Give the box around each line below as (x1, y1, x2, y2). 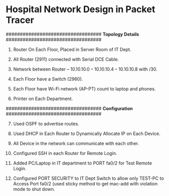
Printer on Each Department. (13, 95, 73, 102)
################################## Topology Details (6, 31, 139, 37)
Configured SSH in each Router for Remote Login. (13, 150, 117, 156)
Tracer (6, 14, 35, 26)
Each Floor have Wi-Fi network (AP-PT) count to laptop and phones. (13, 85, 156, 92)
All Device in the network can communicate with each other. (13, 140, 139, 146)
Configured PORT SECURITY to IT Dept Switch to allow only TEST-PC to (13, 175, 164, 181)
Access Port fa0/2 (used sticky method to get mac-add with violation (13, 180, 158, 186)
